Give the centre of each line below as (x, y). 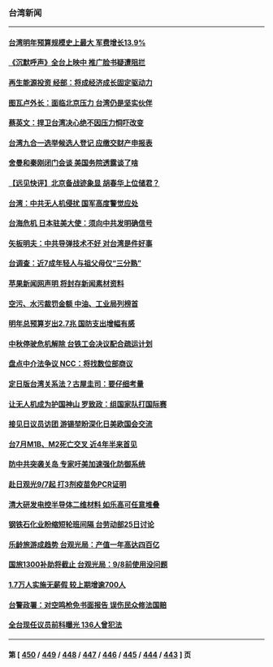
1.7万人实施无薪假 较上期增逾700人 (67, 584)
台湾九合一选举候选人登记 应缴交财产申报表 (80, 143)
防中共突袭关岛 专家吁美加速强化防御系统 (77, 464)
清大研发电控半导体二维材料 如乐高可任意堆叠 (84, 504)
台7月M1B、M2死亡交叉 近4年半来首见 (73, 444)
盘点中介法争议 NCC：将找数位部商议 (71, 364)
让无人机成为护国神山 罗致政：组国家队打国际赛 (88, 404)
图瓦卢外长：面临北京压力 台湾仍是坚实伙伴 (80, 102)
